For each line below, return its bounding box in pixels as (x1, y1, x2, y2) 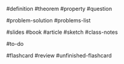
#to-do (6, 40, 24, 47)
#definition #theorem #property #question (6, 5, 112, 12)
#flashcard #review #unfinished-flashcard (6, 52, 112, 59)
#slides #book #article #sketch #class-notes (6, 28, 119, 36)
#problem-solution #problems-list (6, 17, 91, 24)
